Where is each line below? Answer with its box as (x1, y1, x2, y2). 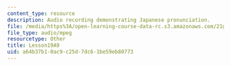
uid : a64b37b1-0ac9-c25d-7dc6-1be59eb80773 (7, 49, 134, 56)
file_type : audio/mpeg (7, 29, 72, 36)
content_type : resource (7, 10, 76, 17)
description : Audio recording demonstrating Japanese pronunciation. (7, 16, 211, 23)
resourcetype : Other (7, 36, 67, 43)
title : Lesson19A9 (7, 42, 60, 49)
